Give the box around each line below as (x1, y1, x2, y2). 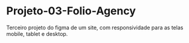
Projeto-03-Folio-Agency (6, 4, 136, 18)
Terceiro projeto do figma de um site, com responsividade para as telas (6, 24, 184, 31)
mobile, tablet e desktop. (6, 30, 68, 37)
